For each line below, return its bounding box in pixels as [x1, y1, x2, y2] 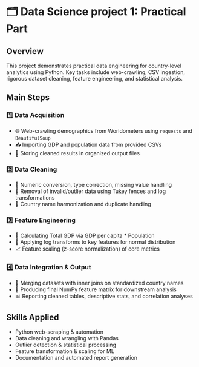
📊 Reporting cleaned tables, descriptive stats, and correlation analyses [15, 292, 194, 300]
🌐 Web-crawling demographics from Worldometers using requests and [15, 127, 192, 134]
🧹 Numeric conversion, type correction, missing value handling [15, 181, 172, 188]
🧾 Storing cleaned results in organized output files [15, 149, 140, 157]
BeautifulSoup [15, 135, 51, 141]
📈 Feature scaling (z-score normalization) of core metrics [15, 245, 160, 252]
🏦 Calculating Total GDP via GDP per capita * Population [15, 232, 155, 240]
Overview [6, 46, 44, 56]
